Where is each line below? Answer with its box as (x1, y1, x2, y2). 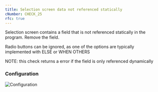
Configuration (5, 71, 39, 77)
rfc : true (5, 16, 25, 21)
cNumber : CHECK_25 (5, 12, 42, 16)
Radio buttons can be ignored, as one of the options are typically (5, 44, 134, 50)
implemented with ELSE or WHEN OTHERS (5, 49, 90, 55)
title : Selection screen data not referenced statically (5, 7, 123, 12)
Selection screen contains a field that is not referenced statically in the (5, 30, 146, 35)
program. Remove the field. (5, 34, 60, 40)
